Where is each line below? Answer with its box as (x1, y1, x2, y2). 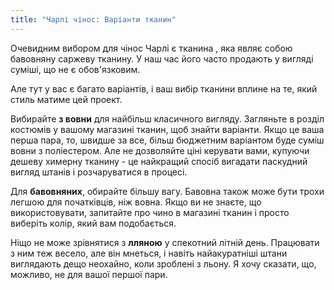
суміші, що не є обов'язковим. (10, 63, 141, 75)
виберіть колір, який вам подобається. (10, 217, 177, 229)
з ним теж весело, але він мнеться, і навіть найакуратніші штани (10, 247, 288, 259)
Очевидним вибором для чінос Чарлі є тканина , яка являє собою (10, 42, 293, 54)
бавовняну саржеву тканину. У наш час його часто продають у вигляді (10, 52, 314, 65)
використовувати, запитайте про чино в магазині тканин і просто (10, 206, 290, 218)
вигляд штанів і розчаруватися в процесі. (10, 166, 188, 178)
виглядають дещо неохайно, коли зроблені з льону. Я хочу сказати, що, (10, 257, 317, 270)
